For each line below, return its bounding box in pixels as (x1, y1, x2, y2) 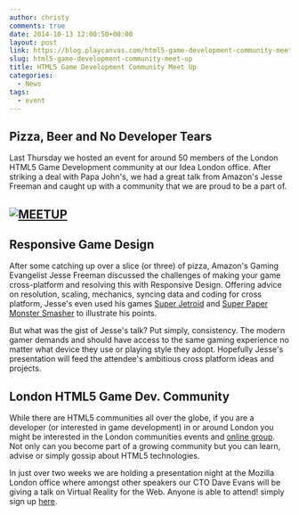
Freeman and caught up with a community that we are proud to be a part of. (9, 181, 287, 192)
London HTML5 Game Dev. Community (9, 388, 230, 404)
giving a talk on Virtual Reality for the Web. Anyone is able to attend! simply (9, 486, 285, 497)
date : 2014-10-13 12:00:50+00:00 (9, 29, 133, 38)
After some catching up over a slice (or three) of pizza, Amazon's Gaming (9, 260, 279, 272)
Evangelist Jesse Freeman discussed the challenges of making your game (9, 270, 281, 281)
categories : (9, 71, 53, 80)
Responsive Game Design (9, 237, 155, 252)
